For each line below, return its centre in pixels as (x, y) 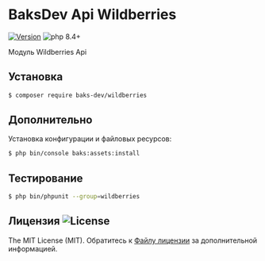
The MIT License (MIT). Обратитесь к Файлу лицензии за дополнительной (133, 240)
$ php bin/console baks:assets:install (74, 154)
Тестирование (46, 178)
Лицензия (34, 221)
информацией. (33, 248)
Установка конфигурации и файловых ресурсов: (90, 139)
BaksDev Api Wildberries (92, 15)
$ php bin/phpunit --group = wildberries (74, 197)
